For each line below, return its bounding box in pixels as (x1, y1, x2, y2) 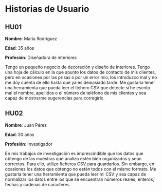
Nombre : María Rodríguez (5, 36, 57, 41)
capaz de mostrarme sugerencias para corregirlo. (5, 95, 105, 101)
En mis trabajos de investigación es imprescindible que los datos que (5, 150, 144, 156)
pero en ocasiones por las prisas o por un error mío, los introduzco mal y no (5, 75, 157, 80)
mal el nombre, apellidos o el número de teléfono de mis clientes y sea (5, 90, 146, 96)
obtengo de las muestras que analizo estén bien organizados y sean (5, 155, 142, 161)
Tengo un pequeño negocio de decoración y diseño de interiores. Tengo (5, 64, 150, 70)
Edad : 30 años (5, 132, 35, 137)
